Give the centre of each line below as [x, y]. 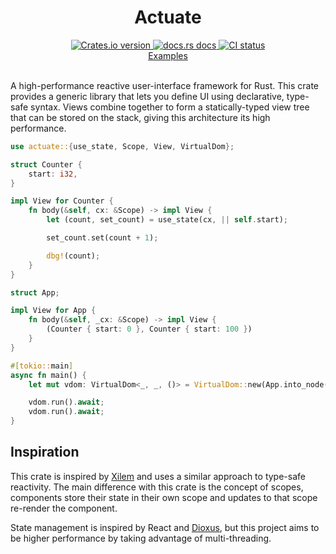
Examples [168, 55]
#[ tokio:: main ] [42, 366]
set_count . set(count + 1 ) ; [102, 238]
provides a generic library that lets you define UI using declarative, [147, 96]
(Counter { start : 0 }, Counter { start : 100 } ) [149, 329]
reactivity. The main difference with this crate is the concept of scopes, [157, 487]
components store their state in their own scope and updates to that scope [164, 497]
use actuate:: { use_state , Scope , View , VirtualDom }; [122, 146]
